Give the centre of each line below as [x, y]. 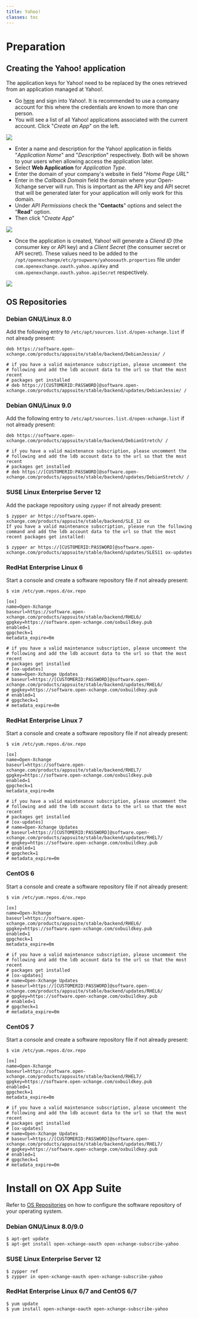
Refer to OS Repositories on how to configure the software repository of [94, 1205]
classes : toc [22, 17]
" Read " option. [33, 212]
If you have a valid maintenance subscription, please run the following [99, 526]
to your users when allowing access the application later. [84, 161]
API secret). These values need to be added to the [76, 253]
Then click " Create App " [45, 218]
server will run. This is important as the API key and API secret [114, 186]
